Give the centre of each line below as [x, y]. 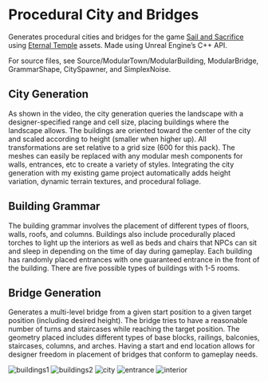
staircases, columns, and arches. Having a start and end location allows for [132, 346]
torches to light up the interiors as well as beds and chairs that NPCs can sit [133, 242]
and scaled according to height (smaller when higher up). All [108, 139]
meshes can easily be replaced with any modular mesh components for [126, 156]
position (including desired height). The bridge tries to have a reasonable [128, 321]
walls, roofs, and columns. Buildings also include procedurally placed [122, 234]
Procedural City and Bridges [104, 15]
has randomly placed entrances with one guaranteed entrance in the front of [134, 259]
